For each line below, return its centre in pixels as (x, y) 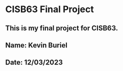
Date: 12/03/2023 (34, 63)
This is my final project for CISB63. (62, 28)
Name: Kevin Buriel (36, 45)
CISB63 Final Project (50, 9)
